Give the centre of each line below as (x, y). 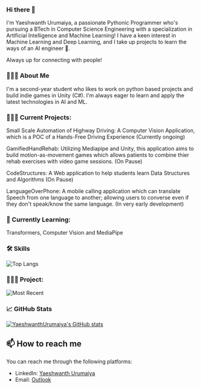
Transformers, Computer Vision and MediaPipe (65, 233)
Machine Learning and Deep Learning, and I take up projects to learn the (97, 42)
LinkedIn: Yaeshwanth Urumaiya (55, 373)
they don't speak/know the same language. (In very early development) (95, 204)
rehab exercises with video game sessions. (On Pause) (75, 161)
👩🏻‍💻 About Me (28, 76)
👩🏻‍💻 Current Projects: (39, 117)
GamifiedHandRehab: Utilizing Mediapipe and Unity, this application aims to (100, 148)
